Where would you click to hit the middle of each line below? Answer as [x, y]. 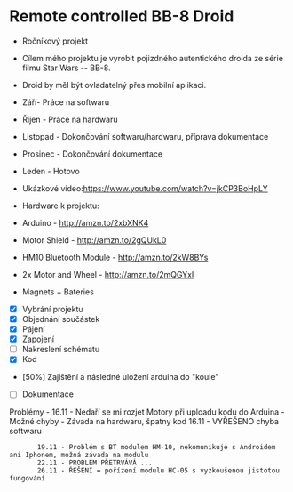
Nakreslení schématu [61, 350]
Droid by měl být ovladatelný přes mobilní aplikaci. [114, 85]
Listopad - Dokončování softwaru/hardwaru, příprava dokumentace [145, 136]
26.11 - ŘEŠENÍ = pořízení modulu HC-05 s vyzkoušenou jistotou [158, 471]
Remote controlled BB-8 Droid [122, 16]
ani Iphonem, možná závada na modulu [79, 456]
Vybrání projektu [52, 309]
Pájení [33, 329]
